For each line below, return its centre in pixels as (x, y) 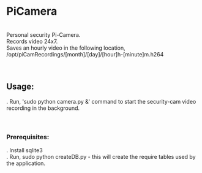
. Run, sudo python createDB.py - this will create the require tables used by (101, 157)
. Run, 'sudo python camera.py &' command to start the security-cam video (101, 101)
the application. (26, 163)
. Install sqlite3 (24, 150)
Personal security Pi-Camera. (43, 34)
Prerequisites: (28, 137)
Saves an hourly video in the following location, (66, 48)
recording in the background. (43, 108)
